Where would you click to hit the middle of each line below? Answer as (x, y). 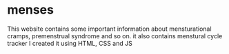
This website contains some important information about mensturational (109, 29)
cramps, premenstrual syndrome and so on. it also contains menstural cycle (115, 36)
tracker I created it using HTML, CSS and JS (70, 43)
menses (30, 10)
